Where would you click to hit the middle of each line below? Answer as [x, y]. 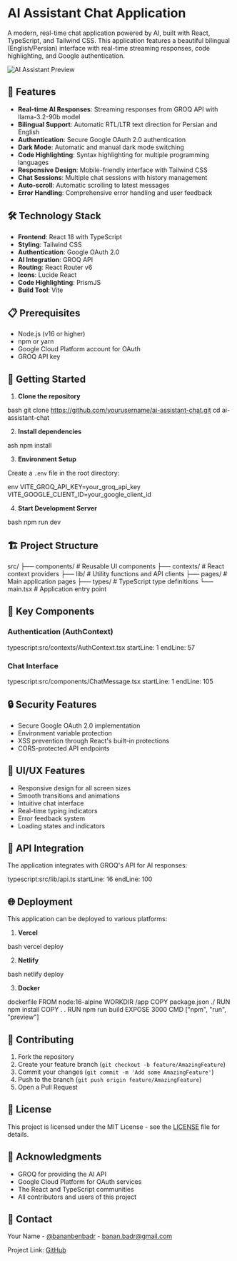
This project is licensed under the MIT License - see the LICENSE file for [114, 1127]
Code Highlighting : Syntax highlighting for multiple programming [113, 154]
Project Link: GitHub [37, 1250]
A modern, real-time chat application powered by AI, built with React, [109, 33]
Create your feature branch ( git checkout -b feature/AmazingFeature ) [122, 1065]
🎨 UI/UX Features [46, 771]
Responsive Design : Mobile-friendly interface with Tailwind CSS [113, 170]
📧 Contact [30, 1219]
